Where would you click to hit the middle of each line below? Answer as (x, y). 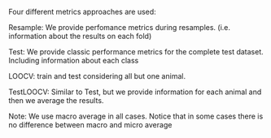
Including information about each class (74, 60)
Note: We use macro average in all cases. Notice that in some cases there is (136, 116)
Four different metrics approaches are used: (82, 12)
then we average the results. (56, 100)
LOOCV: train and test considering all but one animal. (97, 76)
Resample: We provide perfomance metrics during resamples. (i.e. (119, 27)
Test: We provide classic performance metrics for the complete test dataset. (136, 52)
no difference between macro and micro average (90, 125)
